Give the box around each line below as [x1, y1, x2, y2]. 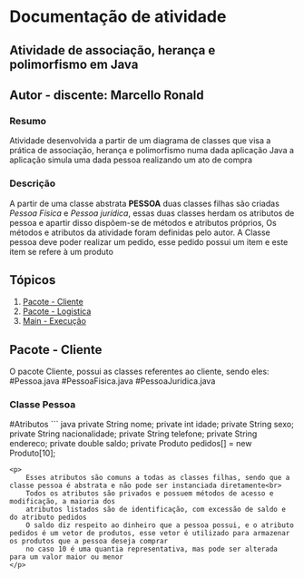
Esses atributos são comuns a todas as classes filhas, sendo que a [25, 474, 290, 483]
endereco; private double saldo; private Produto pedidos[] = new [9, 438, 252, 449]
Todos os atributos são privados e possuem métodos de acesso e [25, 489, 274, 498]
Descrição [9, 177, 56, 190]
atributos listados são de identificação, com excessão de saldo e [25, 505, 286, 514]
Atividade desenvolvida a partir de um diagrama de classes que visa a [9, 135, 271, 146]
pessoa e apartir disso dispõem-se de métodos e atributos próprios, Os [9, 217, 277, 228]
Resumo [9, 114, 47, 127]
